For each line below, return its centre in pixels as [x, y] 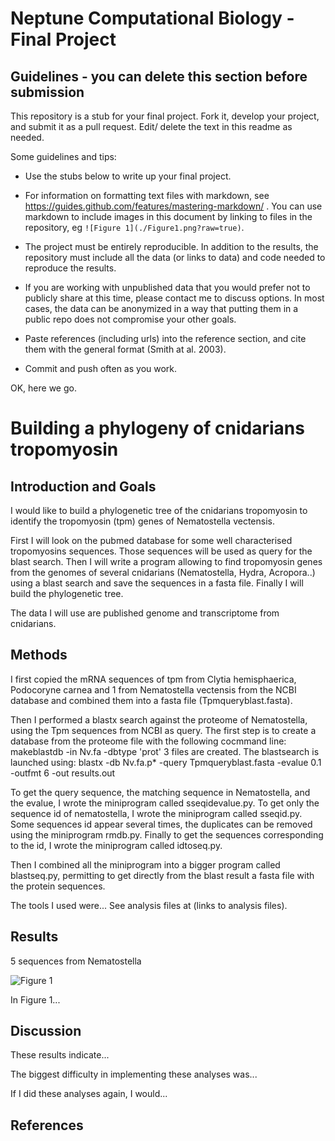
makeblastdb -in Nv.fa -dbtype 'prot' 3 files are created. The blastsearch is [165, 751]
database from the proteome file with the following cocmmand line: [148, 741]
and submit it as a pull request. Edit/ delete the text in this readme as [151, 126]
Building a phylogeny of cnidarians [157, 428]
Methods [39, 655]
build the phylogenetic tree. [67, 593]
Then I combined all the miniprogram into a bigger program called [145, 864]
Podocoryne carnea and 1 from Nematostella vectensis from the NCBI [153, 689]
